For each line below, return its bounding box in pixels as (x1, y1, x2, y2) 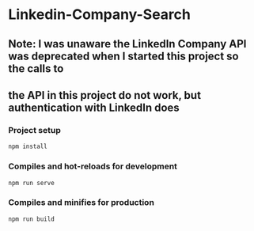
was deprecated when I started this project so (8, 49, 239, 62)
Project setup (8, 124, 61, 135)
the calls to (8, 62, 64, 75)
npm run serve (8, 179, 55, 187)
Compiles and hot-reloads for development (8, 161, 178, 172)
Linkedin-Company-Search (8, 6, 191, 24)
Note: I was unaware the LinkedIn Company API (8, 37, 247, 51)
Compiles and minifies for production (8, 197, 154, 208)
